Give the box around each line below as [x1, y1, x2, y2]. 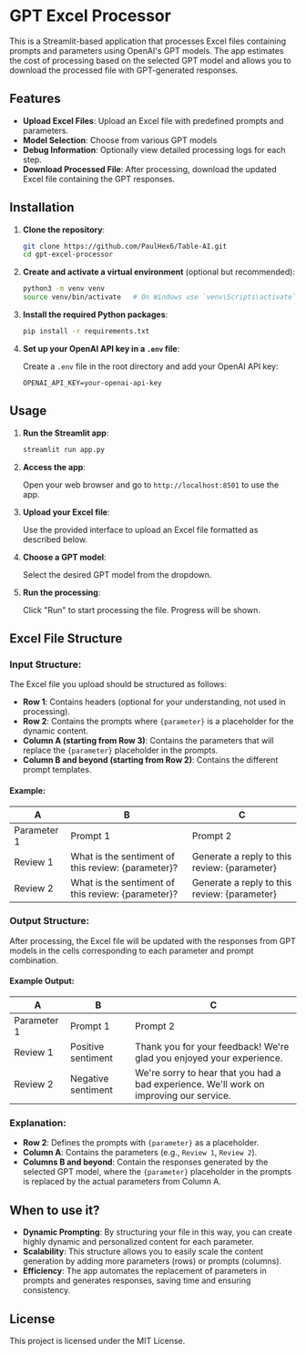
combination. [9, 954, 59, 966]
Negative [69, 1073, 109, 1085]
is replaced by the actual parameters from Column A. [22, 1176, 221, 1187]
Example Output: [9, 976, 75, 987]
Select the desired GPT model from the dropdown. [22, 569, 212, 580]
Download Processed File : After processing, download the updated [22, 163, 278, 174]
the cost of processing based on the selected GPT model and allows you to [9, 55, 291, 66]
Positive [69, 1041, 105, 1053]
